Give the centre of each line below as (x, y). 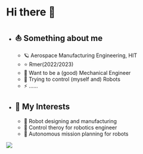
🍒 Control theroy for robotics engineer (70, 127)
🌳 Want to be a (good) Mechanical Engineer (77, 73)
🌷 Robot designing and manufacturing (70, 121)
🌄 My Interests (42, 107)
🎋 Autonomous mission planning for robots (76, 134)
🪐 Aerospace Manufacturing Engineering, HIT (80, 55)
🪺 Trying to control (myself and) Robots (72, 79)
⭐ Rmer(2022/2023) (49, 64)
